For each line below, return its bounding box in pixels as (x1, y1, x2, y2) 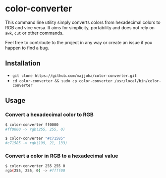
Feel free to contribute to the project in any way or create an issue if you (5, 39, 153, 45)
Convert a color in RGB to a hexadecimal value (5, 152, 118, 159)
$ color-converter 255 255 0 (5, 164, 65, 169)
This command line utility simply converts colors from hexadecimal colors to (5, 19, 161, 25)
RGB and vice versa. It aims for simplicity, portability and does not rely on (5, 24, 155, 30)
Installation (5, 59, 41, 67)
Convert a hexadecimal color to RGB (5, 111, 94, 118)
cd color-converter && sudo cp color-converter (12, 78, 112, 83)
